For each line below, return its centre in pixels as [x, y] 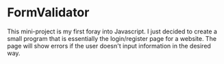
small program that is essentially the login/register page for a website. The [112, 38]
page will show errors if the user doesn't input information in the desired [109, 46]
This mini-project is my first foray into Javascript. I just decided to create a [112, 31]
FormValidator [48, 13]
